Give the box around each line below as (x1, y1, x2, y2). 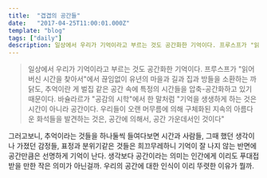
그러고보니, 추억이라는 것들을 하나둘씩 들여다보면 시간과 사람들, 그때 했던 (8, 131, 234, 140)
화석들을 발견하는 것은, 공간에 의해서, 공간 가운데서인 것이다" (36, 114, 225, 124)
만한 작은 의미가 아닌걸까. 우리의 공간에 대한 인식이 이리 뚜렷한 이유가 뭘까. (22, 161, 255, 171)
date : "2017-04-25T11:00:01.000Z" (8, 19, 130, 27)
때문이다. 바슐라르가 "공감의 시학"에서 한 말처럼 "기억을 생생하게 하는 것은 (27, 94, 257, 104)
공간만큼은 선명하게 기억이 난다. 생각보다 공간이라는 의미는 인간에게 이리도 (8, 151, 238, 160)
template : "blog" (8, 26, 66, 34)
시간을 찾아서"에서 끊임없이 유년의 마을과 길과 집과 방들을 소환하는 (42, 74, 249, 84)
